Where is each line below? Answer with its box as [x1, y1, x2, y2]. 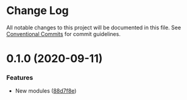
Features [6, 74, 34, 82]
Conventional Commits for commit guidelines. [6, 30, 121, 37]
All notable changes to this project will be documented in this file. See [6, 24, 182, 31]
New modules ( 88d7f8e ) [15, 87, 77, 95]
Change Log [6, 4, 69, 18]
